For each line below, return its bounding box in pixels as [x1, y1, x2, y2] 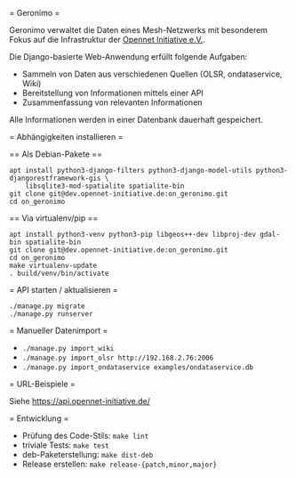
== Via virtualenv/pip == [9, 213, 99, 223]
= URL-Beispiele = [9, 378, 76, 389]
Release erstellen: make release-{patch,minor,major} [21, 458, 218, 469]
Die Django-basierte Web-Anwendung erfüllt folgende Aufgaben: [9, 52, 248, 61]
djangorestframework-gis [9, 174, 101, 182]
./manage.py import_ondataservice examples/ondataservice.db [21, 363, 254, 372]
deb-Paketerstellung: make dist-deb [21, 450, 154, 459]
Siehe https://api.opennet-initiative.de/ [9, 396, 151, 406]
